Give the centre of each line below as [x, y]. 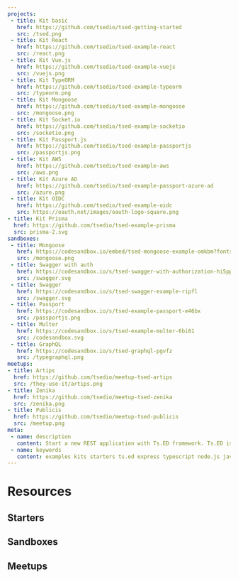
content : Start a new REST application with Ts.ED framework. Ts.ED [120, 443]
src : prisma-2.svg [41, 232]
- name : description [41, 437]
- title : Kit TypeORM [42, 80]
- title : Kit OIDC [38, 199]
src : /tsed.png [39, 34]
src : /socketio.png [45, 133]
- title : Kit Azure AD [44, 179]
